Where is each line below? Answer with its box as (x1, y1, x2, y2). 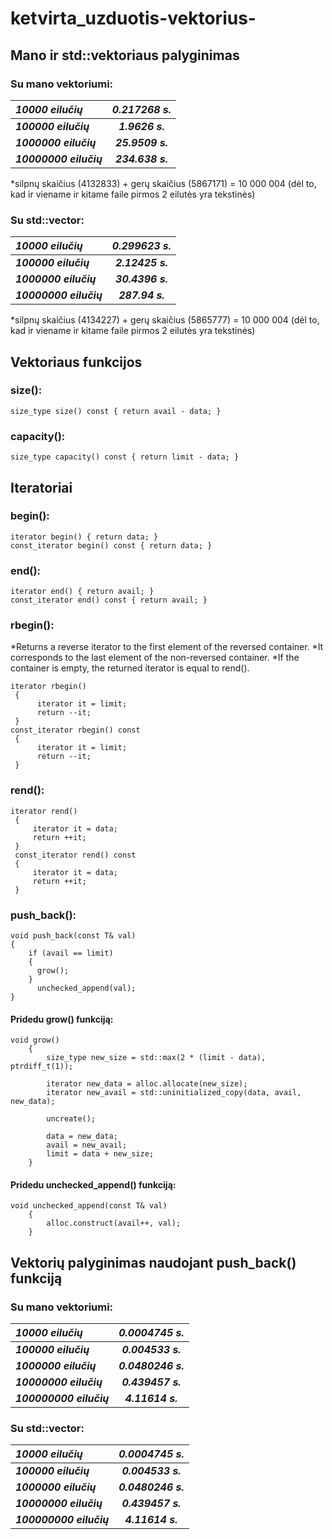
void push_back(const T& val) (10, 931, 137, 941)
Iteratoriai (10, 479, 73, 496)
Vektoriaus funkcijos (10, 353, 143, 371)
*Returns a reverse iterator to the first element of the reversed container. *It (10, 641, 324, 653)
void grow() (10, 1035, 60, 1046)
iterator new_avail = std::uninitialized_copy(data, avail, (46, 1088, 302, 1098)
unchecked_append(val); (36, 983, 137, 994)
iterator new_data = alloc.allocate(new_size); (46, 1079, 248, 1089)
